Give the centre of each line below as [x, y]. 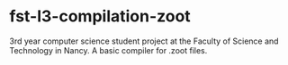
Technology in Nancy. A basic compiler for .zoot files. [108, 50]
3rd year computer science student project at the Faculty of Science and [144, 41]
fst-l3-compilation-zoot [100, 16]
